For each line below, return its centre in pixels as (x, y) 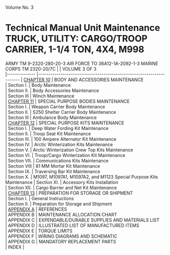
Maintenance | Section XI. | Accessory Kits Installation (62, 182)
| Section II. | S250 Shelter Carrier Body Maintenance (61, 112)
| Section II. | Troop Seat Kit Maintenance (48, 134)
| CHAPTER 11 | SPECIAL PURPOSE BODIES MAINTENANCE (67, 101)
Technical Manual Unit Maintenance (83, 28)
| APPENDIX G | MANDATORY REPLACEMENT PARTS (61, 241)
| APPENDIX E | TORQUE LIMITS (39, 231)
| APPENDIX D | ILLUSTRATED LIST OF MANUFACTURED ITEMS (72, 225)
